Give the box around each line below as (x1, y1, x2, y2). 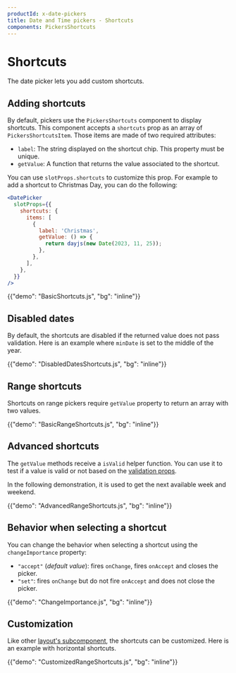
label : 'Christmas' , (38, 227, 99, 234)
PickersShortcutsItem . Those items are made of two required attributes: (7, 131, 216, 139)
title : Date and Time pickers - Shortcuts (7, 17, 134, 24)
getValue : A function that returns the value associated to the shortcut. (17, 160, 220, 168)
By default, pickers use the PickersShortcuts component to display (7, 116, 202, 125)
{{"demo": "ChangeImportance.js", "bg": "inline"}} (7, 598, 153, 606)
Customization (7, 618, 74, 630)
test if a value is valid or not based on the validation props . (7, 466, 178, 475)
